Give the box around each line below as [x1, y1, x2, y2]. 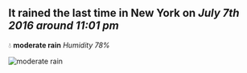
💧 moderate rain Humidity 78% [8, 40, 110, 50]
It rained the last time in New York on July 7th [8, 6, 240, 20]
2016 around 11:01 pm [8, 19, 119, 33]
